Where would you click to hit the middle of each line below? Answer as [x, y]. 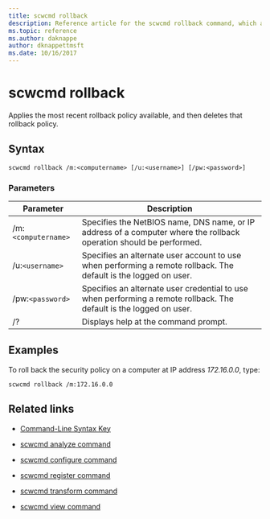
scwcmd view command [60, 506]
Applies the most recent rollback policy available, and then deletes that [125, 115]
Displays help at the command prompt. [154, 322]
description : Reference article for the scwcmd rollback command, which [133, 23]
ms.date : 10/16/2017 [43, 53]
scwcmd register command [65, 475]
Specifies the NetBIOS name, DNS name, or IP [168, 222]
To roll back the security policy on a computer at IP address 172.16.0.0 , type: [134, 369]
